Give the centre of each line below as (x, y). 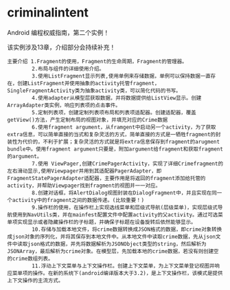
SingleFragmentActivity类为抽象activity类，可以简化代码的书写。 (94, 91)
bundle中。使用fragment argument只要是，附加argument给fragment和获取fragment (115, 149)
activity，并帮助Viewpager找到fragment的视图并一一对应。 (84, 186)
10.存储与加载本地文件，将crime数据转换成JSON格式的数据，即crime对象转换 (127, 229)
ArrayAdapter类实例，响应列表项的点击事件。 (64, 105)
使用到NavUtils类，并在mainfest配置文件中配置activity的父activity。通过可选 (115, 214)
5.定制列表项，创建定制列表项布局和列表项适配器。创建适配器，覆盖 (114, 112)
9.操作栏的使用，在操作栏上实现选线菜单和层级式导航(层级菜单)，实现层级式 (125, 208)
